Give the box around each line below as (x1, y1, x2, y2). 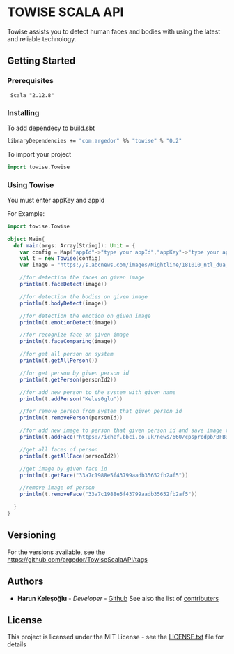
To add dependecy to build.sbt (7, 124, 95, 132)
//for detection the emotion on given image (19, 312, 151, 319)
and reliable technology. (7, 34, 77, 43)
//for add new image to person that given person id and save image (19, 427, 223, 434)
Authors (7, 576, 44, 588)
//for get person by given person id (19, 370, 130, 377)
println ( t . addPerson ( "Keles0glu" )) (19, 395, 123, 402)
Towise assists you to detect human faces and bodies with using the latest (7, 27, 221, 36)
